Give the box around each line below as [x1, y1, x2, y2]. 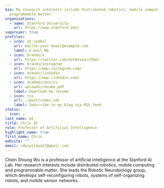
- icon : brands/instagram [9, 62, 62, 66]
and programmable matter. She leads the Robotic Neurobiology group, [5, 167, 146, 173]
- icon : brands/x [9, 52, 45, 58]
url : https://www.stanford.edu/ [14, 25, 80, 30]
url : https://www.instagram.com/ [14, 66, 82, 71]
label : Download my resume [14, 89, 69, 94]
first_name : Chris [5, 134, 42, 139]
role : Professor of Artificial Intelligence [5, 125, 97, 130]
